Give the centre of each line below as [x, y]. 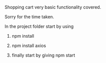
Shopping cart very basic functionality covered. [53, 7]
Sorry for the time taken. [30, 17]
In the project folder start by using [39, 26]
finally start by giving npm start [43, 55]
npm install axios [29, 46]
